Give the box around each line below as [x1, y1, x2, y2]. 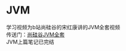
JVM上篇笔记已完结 [6, 38, 55, 45]
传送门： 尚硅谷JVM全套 [6, 30, 65, 38]
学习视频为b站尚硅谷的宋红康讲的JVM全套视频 [6, 23, 121, 30]
